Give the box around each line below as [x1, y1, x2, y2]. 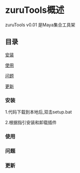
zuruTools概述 [5, 4, 64, 16]
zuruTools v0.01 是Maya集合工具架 [5, 22, 76, 28]
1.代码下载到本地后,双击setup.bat [5, 109, 72, 115]
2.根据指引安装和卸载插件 [5, 120, 57, 126]
